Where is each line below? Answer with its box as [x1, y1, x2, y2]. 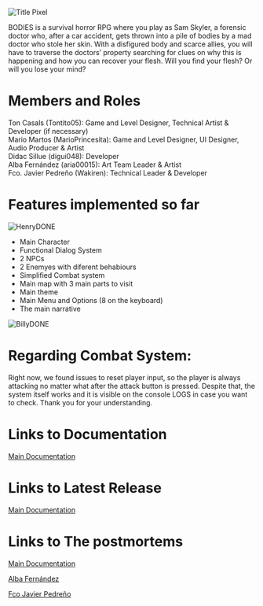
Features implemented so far [8, 196, 200, 214]
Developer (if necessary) [8, 126, 89, 135]
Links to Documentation [8, 426, 167, 443]
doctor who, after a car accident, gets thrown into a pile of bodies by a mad [8, 31, 252, 40]
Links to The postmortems [8, 532, 183, 550]
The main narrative [19, 304, 81, 313]
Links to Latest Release [8, 479, 163, 497]
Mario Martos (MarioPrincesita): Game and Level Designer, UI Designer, [8, 135, 239, 144]
